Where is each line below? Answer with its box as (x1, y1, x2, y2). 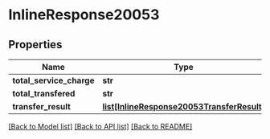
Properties (8, 38, 63, 51)
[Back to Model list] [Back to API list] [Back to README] (8, 122, 193, 131)
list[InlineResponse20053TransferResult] (102, 101, 265, 112)
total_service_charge (12, 75, 95, 86)
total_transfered (12, 88, 76, 99)
